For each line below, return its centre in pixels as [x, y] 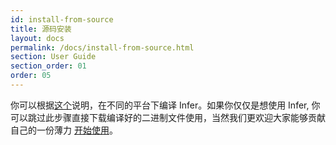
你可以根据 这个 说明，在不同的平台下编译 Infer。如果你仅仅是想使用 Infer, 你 [165, 105]
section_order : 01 [48, 66]
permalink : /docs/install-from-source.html [102, 47]
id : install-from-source [62, 19]
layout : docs [37, 38]
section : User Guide [53, 57]
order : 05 [31, 76]
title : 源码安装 [41, 29]
